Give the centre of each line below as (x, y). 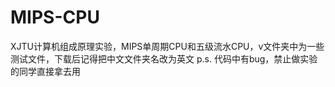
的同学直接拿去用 (45, 71)
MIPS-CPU (55, 17)
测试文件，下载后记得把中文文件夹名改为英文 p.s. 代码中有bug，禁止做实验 (164, 58)
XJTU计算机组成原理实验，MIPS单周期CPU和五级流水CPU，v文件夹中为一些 (167, 46)
